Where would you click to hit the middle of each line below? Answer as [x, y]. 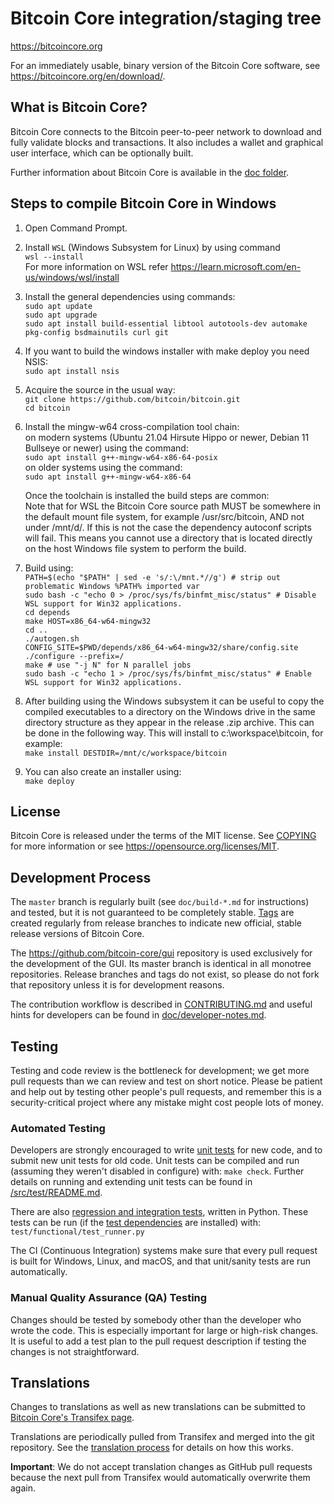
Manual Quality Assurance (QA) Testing [109, 1298]
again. [23, 1488]
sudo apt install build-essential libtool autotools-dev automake [166, 323]
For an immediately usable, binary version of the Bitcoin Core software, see [165, 65]
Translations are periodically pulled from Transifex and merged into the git [162, 1437]
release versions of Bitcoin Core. [77, 934]
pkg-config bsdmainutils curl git [96, 332]
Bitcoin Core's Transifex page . [72, 1418]
